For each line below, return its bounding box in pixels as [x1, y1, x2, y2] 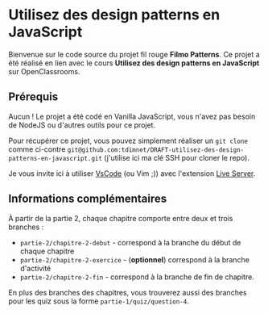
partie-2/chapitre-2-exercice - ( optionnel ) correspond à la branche [19, 254, 249, 264]
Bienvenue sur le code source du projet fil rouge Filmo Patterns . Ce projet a [8, 49, 260, 59]
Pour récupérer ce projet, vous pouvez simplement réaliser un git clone [8, 136, 248, 145]
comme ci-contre [8, 144, 66, 154]
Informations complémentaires [8, 192, 167, 206]
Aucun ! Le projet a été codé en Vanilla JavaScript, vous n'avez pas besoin [8, 111, 256, 121]
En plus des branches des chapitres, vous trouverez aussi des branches [8, 287, 247, 297]
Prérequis [8, 90, 59, 104]
